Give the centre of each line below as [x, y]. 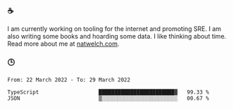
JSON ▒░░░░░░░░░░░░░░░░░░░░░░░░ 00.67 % [108, 98]
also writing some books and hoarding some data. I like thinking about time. [117, 37]
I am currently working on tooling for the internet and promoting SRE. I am [114, 29]
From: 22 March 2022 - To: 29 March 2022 [69, 79]
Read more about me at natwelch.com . [63, 44]
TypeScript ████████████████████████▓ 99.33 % [108, 92]
